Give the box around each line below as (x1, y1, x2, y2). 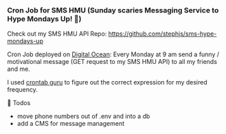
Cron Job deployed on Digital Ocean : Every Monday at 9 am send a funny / (7, 50, 220, 58)
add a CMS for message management (16, 120, 125, 128)
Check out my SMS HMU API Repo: (7, 30, 107, 38)
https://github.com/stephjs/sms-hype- (108, 30, 217, 38)
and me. (7, 65, 31, 74)
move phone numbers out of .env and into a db (16, 112, 150, 120)
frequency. (7, 85, 38, 94)
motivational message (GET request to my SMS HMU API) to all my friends (7, 58, 218, 66)
